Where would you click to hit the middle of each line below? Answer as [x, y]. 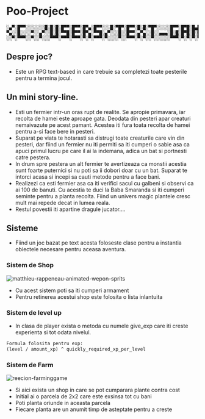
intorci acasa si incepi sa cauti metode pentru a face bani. [88, 177]
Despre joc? [30, 57]
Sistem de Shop [30, 265]
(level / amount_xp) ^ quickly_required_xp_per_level [76, 349]
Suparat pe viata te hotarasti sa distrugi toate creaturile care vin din [100, 138]
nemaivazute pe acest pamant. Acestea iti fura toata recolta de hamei [103, 125]
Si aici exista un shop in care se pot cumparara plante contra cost [97, 390]
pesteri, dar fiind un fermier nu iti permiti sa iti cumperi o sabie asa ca [103, 144]
